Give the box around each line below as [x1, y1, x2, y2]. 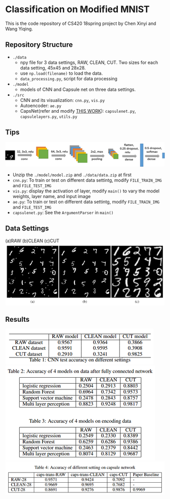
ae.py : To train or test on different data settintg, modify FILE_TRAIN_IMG [12, 198, 160, 205]
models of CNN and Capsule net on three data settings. [20, 86, 136, 92]
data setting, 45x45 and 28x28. [20, 64, 86, 71]
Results [5, 315, 30, 323]
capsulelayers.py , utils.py [20, 113, 77, 119]
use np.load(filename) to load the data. [20, 70, 103, 76]
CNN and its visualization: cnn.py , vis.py [20, 97, 105, 103]
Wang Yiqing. [5, 25, 33, 31]
